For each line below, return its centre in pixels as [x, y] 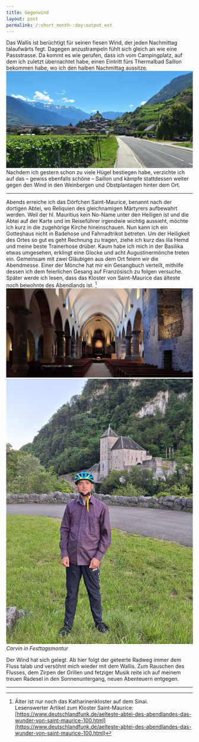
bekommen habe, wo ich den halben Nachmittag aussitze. [77, 68]
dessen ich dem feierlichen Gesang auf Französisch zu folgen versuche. [94, 272]
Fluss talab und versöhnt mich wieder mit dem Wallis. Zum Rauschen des [95, 666]
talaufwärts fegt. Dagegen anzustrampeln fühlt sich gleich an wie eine [92, 49]
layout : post [22, 19]
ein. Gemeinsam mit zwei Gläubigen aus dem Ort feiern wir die [82, 259]
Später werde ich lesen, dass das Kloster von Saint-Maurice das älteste [93, 278]
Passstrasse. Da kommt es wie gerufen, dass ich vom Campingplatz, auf [94, 55]
